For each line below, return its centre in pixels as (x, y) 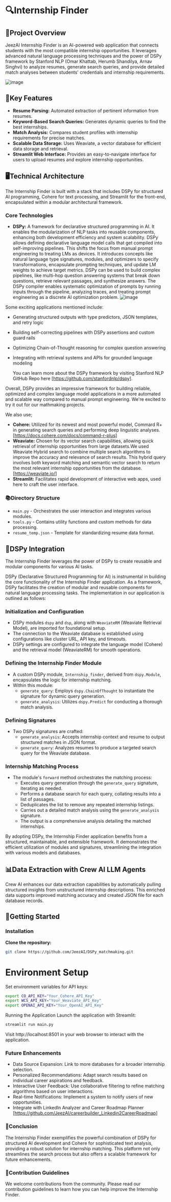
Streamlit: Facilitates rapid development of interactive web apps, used (87, 479)
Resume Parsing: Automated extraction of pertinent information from (86, 111)
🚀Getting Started (33, 917)
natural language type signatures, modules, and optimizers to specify (86, 259)
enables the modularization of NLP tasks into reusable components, (84, 232)
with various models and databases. (43, 853)
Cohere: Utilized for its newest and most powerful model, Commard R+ (87, 424)
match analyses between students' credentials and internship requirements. (85, 72)
